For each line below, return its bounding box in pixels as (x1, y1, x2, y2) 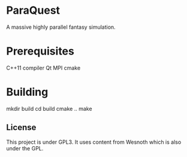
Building (6, 85, 49, 99)
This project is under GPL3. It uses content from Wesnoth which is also (6, 138, 182, 146)
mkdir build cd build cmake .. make (6, 105, 92, 112)
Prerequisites (6, 44, 75, 58)
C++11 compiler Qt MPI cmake (6, 64, 81, 71)
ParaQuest (6, 4, 61, 17)
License (6, 122, 37, 132)
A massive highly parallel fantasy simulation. (6, 23, 116, 31)
